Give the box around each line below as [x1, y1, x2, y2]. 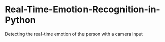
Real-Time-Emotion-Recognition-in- [5, 4, 160, 15]
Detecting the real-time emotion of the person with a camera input [5, 31, 143, 37]
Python [5, 14, 36, 26]
